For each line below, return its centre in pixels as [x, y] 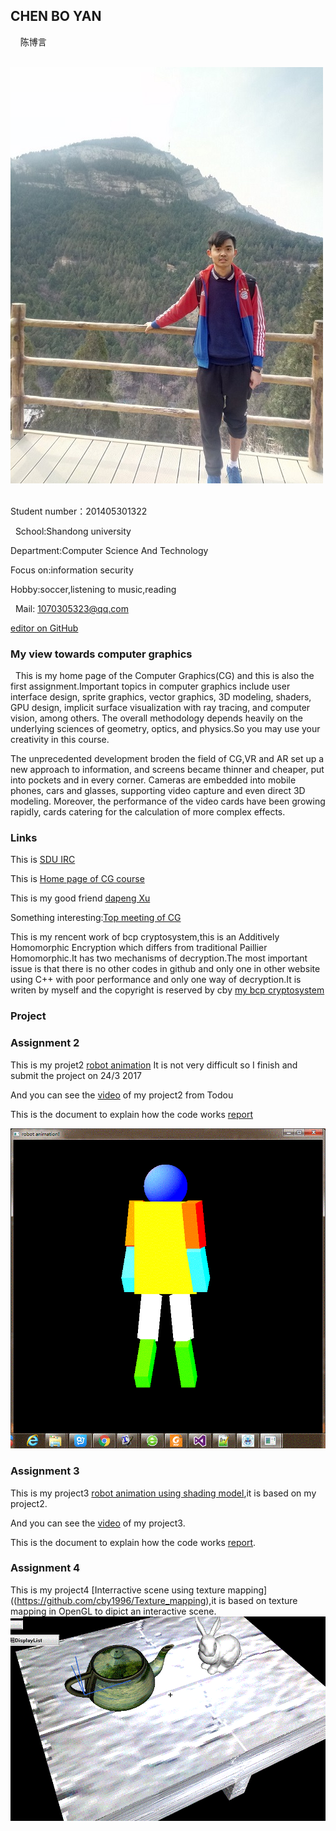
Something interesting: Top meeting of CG [96, 918]
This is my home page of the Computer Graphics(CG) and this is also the [164, 676]
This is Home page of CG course [77, 879]
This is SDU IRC [43, 860]
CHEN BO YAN [56, 16]
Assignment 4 [45, 1568]
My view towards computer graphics [101, 654]
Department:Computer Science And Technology [109, 550]
